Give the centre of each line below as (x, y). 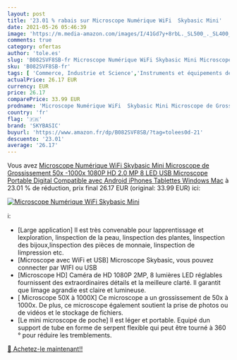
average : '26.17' (33, 146)
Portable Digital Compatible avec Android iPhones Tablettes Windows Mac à (118, 180)
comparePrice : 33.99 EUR (44, 100)
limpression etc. (41, 252)
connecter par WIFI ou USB (57, 268)
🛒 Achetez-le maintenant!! (45, 349)
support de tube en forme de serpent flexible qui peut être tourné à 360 (122, 328)
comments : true (30, 40)
